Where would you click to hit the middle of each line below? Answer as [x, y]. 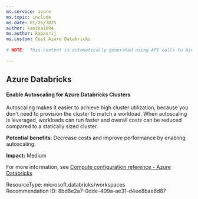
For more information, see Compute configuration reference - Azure [88, 167]
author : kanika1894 [30, 28]
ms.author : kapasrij [32, 34]
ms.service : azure [29, 12]
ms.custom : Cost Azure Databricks [49, 39]
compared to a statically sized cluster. [52, 126]
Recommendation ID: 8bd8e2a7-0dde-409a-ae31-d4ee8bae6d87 [86, 191]
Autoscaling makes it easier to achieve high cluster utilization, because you [97, 107]
